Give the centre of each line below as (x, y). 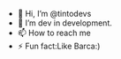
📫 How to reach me (54, 33)
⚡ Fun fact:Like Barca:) (59, 46)
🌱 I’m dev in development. (64, 23)
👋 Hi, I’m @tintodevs (54, 14)
